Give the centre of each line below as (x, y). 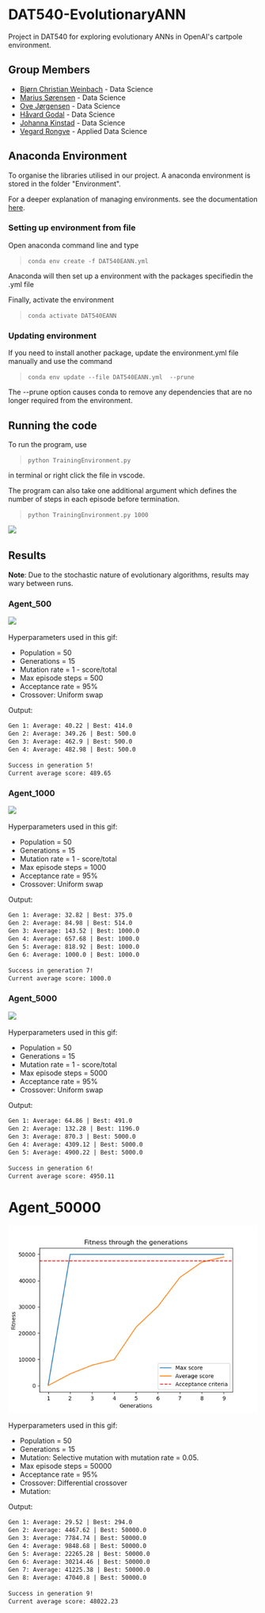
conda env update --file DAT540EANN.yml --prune (111, 377)
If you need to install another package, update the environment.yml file (123, 353)
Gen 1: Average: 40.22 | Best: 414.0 (70, 726)
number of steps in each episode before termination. (94, 499)
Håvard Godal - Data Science (67, 114)
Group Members (49, 70)
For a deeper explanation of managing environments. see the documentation (133, 199)
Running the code (53, 425)
